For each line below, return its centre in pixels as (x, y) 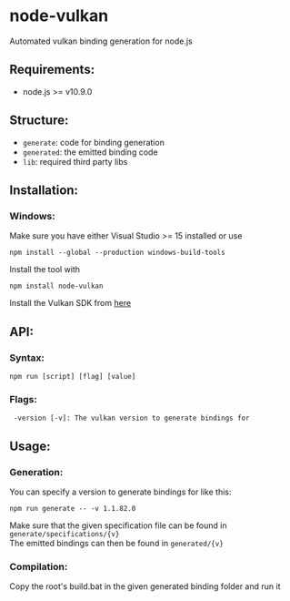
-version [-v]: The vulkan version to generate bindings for (131, 418)
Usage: (30, 446)
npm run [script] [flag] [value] (73, 376)
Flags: (24, 399)
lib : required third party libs (75, 161)
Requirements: (52, 70)
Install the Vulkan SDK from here (70, 303)
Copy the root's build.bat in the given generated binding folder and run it (145, 586)
